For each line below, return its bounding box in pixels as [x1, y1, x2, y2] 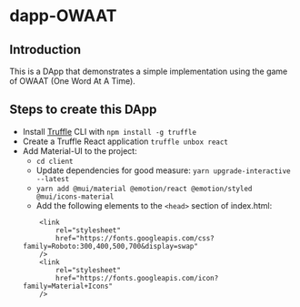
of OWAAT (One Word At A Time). [9, 76, 136, 87]
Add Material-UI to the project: [22, 145, 138, 156]
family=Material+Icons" [22, 281, 114, 291]
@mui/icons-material [35, 192, 115, 201]
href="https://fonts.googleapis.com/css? [55, 233, 215, 242]
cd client [35, 157, 75, 166]
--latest [35, 174, 70, 183]
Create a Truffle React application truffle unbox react [22, 136, 229, 147]
